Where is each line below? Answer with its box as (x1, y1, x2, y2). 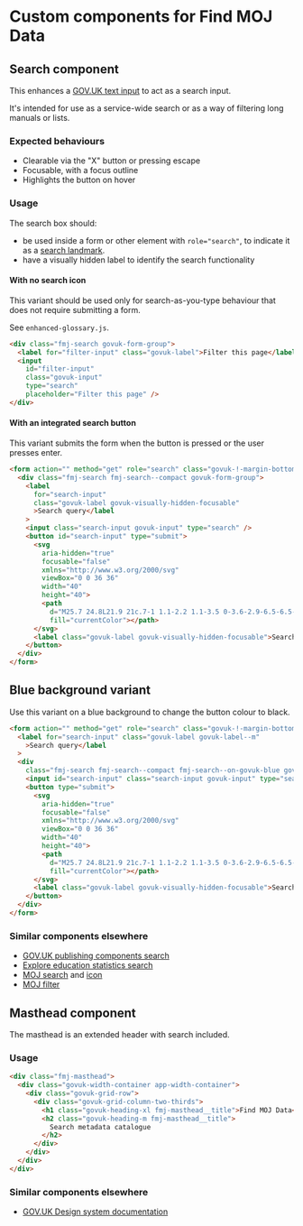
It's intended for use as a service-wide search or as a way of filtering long (9, 103, 284, 114)
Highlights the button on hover (22, 174, 136, 186)
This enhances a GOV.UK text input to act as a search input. (9, 86, 232, 96)
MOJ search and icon (22, 970, 103, 981)
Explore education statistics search (22, 960, 153, 971)
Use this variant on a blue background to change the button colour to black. (9, 706, 290, 717)
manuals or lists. (9, 113, 70, 123)
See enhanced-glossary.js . (9, 322, 110, 333)
